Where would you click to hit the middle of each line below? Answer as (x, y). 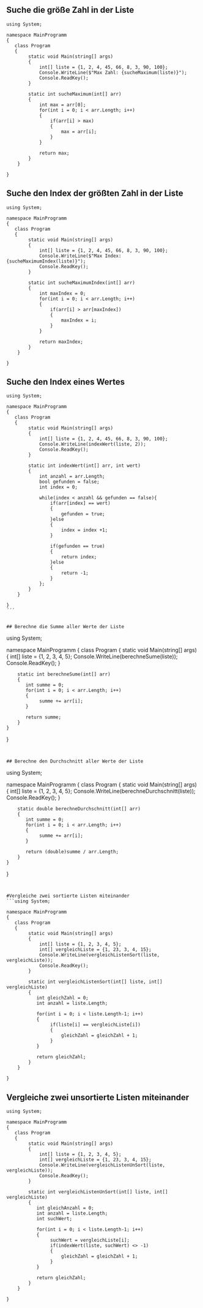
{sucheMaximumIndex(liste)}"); (46, 261)
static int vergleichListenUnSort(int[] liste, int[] (98, 1192)
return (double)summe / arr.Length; (72, 852)
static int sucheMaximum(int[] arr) (75, 94)
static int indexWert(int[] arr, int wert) (84, 466)
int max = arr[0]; (62, 105)
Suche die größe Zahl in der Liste (70, 10)
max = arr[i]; (79, 131)
